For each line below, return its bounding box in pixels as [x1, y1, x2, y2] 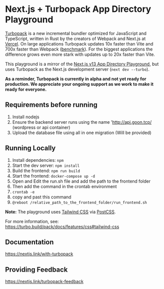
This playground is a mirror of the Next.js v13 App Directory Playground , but [5, 61, 159, 67]
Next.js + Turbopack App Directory [5, 3, 151, 15]
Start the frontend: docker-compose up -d [12, 173, 95, 179]
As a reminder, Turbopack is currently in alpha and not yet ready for [5, 76, 147, 82]
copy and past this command [12, 194, 71, 200]
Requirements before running [5, 100, 98, 109]
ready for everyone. [5, 86, 47, 92]
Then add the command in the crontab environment [12, 183, 117, 189]
